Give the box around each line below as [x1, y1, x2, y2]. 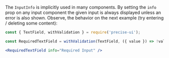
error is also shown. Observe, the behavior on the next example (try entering [5, 15, 164, 20]
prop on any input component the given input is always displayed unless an [5, 9, 161, 15]
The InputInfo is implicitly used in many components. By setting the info [5, 4, 157, 10]
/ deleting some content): [5, 20, 58, 26]
